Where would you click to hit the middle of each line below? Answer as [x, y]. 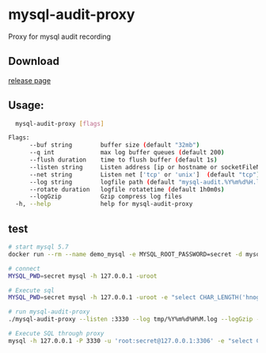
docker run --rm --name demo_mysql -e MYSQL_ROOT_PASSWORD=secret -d [125, 254]
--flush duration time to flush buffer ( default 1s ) [123, 160]
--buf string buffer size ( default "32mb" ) [114, 145]
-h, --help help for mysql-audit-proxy [104, 204]
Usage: [27, 106]
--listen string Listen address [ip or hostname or [123, 167]
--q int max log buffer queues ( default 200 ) [127, 153]
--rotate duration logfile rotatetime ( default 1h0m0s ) [127, 189]
